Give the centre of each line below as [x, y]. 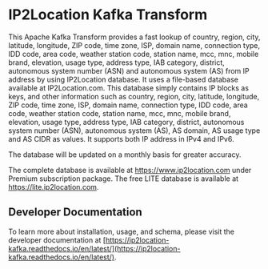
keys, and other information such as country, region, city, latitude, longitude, [134, 96]
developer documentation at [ [57, 240]
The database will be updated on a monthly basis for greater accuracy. [125, 155]
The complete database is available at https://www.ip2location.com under [130, 170]
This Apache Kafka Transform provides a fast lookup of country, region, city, [134, 37]
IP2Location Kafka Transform [108, 15]
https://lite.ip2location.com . [54, 187]
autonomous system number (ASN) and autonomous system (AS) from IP [129, 70]
